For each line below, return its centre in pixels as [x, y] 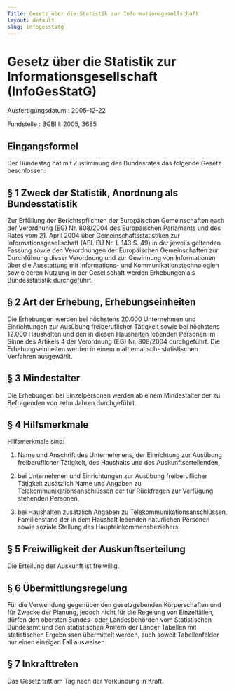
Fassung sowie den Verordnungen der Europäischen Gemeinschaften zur [113, 250]
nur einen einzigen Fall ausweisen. [57, 642]
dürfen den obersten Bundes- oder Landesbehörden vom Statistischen [110, 620]
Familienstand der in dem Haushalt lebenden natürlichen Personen [113, 520]
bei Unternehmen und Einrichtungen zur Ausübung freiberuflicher [112, 476]
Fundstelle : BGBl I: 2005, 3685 [52, 124]
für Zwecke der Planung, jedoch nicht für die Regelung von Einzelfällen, [111, 612]
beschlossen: [27, 171]
